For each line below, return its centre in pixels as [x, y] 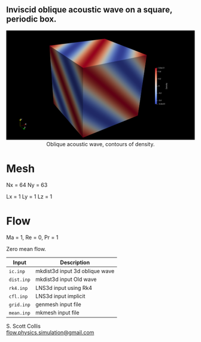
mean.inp [20, 313]
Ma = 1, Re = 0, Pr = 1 [32, 237]
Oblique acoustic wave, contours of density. [100, 144]
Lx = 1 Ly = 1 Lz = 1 [29, 196]
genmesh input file [59, 304]
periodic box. [31, 19]
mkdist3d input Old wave [66, 279]
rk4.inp [18, 288]
